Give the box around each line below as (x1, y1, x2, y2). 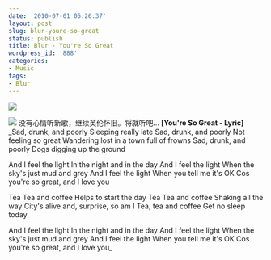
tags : (8, 72, 27, 80)
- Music (8, 65, 35, 73)
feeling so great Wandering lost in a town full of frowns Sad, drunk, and (8, 135, 246, 145)
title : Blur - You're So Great (8, 42, 114, 50)
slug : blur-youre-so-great (8, 27, 100, 35)
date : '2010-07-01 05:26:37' (8, 11, 107, 20)
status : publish (8, 34, 63, 43)
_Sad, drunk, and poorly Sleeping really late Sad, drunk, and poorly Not (8, 127, 245, 136)
